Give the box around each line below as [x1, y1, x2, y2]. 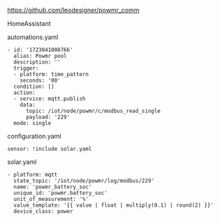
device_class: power [13, 208, 73, 215]
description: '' [13, 59, 61, 66]
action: [13, 89, 36, 96]
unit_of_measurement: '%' [13, 195, 89, 202]
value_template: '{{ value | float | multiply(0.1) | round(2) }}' [13, 202, 214, 209]
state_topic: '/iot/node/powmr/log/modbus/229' [13, 177, 155, 184]
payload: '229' [25, 114, 71, 121]
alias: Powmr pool [13, 52, 68, 59]
